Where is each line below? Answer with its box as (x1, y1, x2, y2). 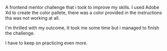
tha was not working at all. (5, 15, 60, 21)
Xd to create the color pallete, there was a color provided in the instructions (5, 10, 162, 16)
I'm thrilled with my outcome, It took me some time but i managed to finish (5, 25, 159, 31)
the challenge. (5, 30, 35, 36)
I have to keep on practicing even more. (5, 40, 88, 46)
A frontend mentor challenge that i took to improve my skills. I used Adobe (5, 5, 159, 10)
